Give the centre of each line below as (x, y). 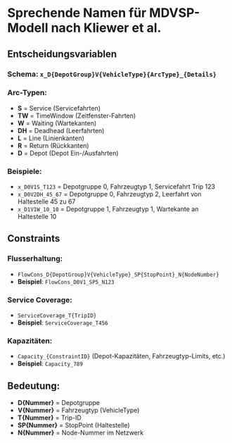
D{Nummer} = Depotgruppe (59, 403)
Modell (28, 28)
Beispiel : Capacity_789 (50, 363)
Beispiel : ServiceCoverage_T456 (63, 323)
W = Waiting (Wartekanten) (57, 123)
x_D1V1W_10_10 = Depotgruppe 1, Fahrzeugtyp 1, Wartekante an (108, 209)
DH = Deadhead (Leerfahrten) (61, 130)
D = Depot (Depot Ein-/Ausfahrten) (68, 153)
